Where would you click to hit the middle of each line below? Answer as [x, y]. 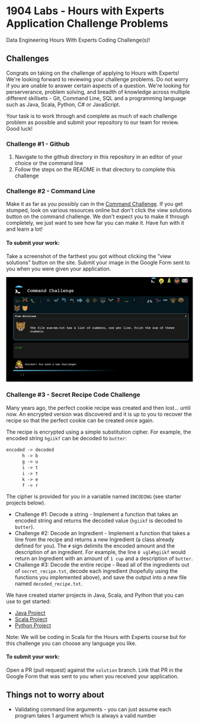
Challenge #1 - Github [38, 144]
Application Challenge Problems [87, 23]
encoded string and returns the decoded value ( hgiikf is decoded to [98, 520]
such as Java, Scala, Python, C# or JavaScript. [63, 104]
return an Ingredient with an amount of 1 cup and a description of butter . [104, 558]
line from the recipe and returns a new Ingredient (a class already [94, 539]
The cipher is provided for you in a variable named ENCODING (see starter [94, 496]
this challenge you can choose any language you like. [71, 643]
